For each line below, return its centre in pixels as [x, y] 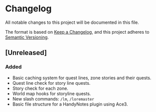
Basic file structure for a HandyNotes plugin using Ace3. [70, 104]
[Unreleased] [26, 53]
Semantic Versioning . [27, 37]
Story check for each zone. [40, 88]
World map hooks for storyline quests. [52, 93]
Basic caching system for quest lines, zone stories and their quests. [82, 78]
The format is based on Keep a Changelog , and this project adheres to [77, 32]
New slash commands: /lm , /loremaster [53, 99]
